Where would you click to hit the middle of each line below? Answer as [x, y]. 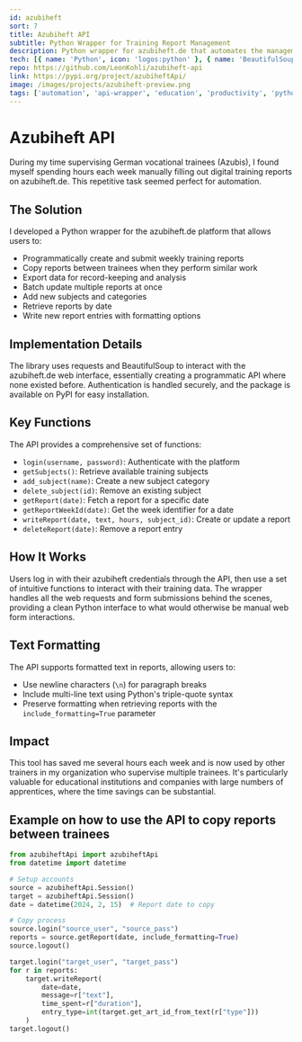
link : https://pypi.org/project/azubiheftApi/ [98, 76]
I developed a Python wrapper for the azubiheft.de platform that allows [140, 231]
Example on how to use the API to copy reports [143, 820]
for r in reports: [44, 970]
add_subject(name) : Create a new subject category [116, 481]
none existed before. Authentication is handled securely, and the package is [150, 385]
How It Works [48, 557]
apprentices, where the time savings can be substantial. [113, 792]
